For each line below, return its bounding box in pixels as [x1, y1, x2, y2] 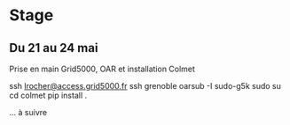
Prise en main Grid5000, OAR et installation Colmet [9, 63, 195, 74]
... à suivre [9, 107, 47, 117]
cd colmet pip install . [9, 90, 88, 100]
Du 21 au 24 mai [9, 40, 98, 55]
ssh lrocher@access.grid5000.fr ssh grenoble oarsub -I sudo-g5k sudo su [9, 81, 282, 91]
